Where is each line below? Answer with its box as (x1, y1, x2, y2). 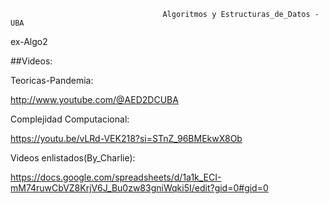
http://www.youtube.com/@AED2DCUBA (10, 94, 179, 105)
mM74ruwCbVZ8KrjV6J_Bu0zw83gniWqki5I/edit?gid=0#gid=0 (10, 182, 269, 194)
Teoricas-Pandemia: (10, 75, 94, 86)
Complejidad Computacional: (10, 113, 130, 125)
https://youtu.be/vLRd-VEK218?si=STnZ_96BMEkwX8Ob (10, 133, 243, 144)
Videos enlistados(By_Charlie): (10, 152, 136, 164)
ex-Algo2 (10, 36, 48, 47)
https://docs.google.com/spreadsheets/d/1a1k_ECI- (10, 171, 222, 183)
